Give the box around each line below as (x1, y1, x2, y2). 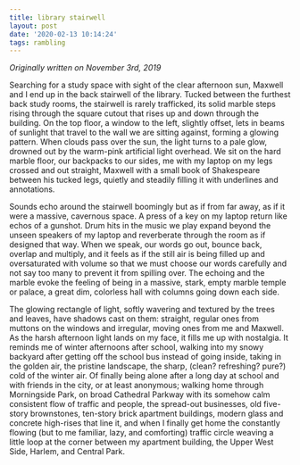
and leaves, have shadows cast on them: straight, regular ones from (9, 313, 259, 324)
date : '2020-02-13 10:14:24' (9, 29, 118, 38)
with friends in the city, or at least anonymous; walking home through (9, 380, 264, 391)
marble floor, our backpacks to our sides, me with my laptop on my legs (9, 155, 273, 166)
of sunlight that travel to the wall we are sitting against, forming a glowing (9, 127, 279, 138)
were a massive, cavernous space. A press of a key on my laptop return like (9, 211, 287, 221)
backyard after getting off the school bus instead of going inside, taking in (9, 352, 282, 362)
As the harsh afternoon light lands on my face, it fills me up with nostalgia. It (9, 332, 288, 344)
